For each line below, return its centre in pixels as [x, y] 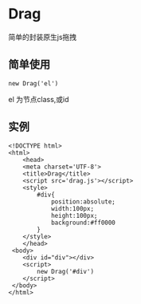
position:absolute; [83, 201]
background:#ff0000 [83, 223]
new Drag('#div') [65, 271]
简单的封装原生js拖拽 [43, 37]
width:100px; [72, 208]
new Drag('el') [33, 83]
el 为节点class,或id [39, 99]
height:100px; [74, 215]
